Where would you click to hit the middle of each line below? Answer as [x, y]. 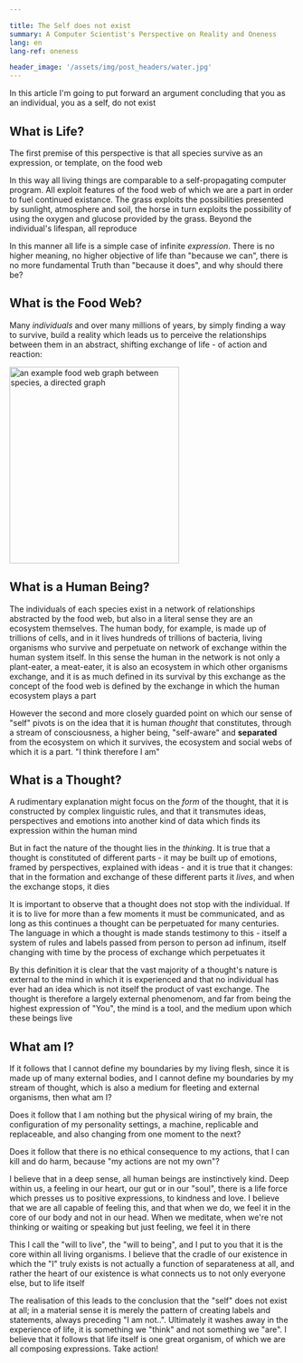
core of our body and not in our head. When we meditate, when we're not [146, 1218]
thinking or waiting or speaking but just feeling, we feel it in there [130, 1227]
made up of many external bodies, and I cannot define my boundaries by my [151, 1078]
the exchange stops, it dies [60, 887]
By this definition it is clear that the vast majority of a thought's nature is [143, 970]
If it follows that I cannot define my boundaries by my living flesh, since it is [149, 1068]
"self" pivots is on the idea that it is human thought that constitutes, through [151, 722]
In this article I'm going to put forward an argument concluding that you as [148, 93]
